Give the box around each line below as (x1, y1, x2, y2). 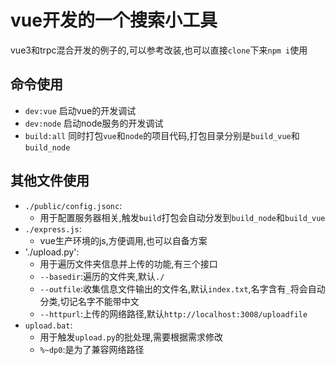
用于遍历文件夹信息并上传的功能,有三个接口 (39, 257, 218, 270)
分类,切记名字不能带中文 (39, 295, 140, 307)
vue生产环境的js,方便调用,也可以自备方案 (39, 234, 208, 246)
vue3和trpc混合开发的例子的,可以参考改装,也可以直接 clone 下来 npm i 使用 (10, 44, 308, 56)
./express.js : (24, 222, 82, 235)
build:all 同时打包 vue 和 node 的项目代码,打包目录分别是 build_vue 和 (24, 129, 300, 141)
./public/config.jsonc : (24, 199, 123, 211)
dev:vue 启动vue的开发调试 (24, 104, 137, 116)
